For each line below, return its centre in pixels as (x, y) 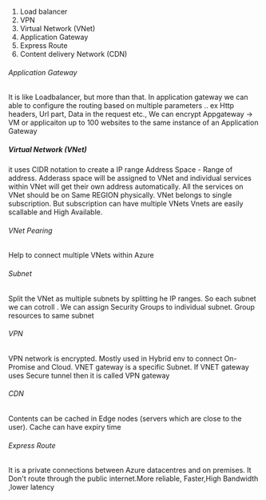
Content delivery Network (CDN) (73, 54)
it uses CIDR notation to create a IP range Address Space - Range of (121, 170)
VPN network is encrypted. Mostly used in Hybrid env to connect (115, 358)
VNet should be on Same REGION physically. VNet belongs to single (120, 195)
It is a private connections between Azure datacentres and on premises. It (130, 470)
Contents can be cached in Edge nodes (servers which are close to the (125, 418)
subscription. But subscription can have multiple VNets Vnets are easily (126, 204)
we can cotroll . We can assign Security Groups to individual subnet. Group (132, 306)
